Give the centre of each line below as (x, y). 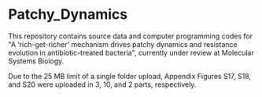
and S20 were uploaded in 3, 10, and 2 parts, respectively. (102, 84)
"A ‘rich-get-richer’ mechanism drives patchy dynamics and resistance (123, 44)
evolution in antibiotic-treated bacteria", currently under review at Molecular (131, 52)
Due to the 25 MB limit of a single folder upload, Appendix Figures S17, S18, (130, 76)
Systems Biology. (36, 61)
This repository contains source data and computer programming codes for (131, 36)
